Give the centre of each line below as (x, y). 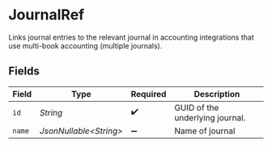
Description (217, 94)
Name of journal (204, 131)
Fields (24, 71)
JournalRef (47, 15)
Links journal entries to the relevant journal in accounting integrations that (131, 37)
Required (149, 94)
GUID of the (196, 107)
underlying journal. (210, 117)
